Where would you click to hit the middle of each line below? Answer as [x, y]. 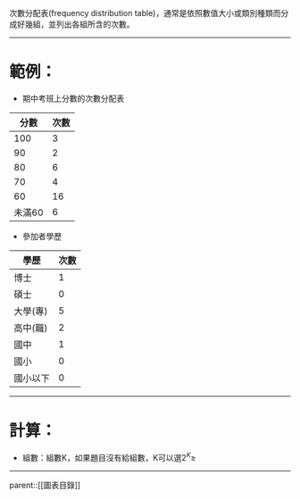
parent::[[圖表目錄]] [45, 485]
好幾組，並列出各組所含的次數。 [75, 24]
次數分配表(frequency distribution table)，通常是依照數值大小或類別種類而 [145, 13]
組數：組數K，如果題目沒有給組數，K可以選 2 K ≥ [109, 456]
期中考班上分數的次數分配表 [73, 98]
